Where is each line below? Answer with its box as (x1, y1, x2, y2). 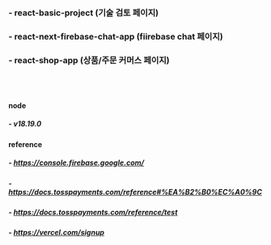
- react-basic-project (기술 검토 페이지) (8, 6, 159, 18)
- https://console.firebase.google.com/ (8, 158, 144, 167)
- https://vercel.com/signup (8, 228, 105, 238)
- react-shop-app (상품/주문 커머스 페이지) (8, 54, 170, 65)
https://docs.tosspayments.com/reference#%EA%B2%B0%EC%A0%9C (8, 187, 263, 196)
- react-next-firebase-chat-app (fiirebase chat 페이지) (8, 31, 224, 42)
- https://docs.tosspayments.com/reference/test (8, 208, 178, 218)
